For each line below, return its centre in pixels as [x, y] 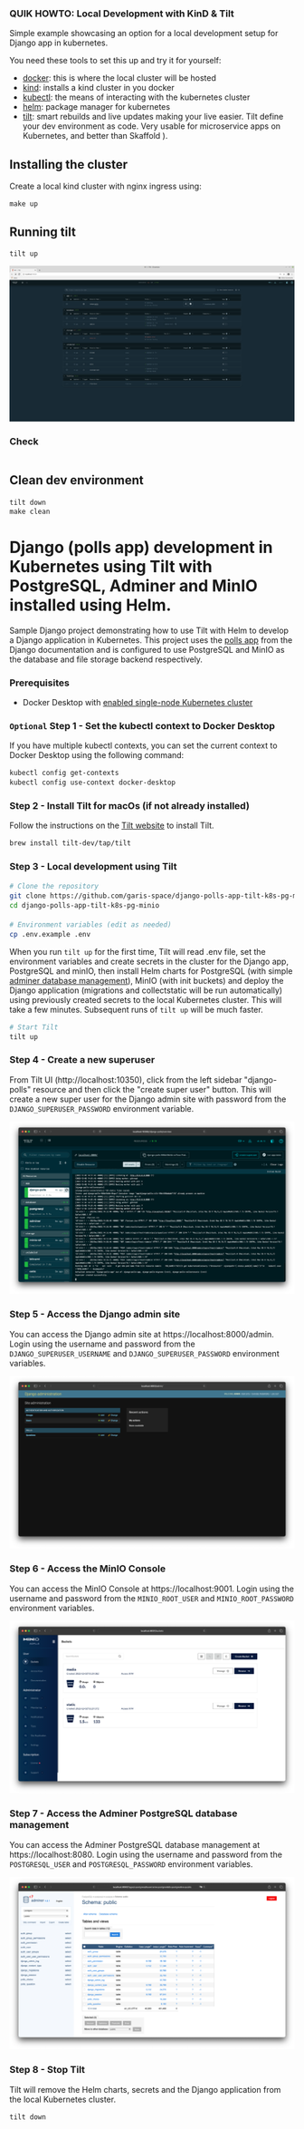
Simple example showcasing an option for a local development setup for [144, 34]
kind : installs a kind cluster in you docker [98, 88]
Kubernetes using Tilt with [111, 566]
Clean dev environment [77, 480]
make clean [30, 511]
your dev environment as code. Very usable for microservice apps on [152, 126]
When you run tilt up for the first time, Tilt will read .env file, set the [138, 951]
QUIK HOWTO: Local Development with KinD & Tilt [122, 14]
